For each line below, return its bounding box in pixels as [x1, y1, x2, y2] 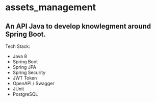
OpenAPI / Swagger [12, 81, 55, 86]
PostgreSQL [12, 91, 38, 97]
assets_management [5, 2, 96, 13]
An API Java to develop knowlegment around [5, 22, 151, 31]
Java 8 [12, 53, 27, 59]
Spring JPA [12, 64, 37, 70]
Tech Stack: [5, 43, 31, 49]
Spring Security [12, 69, 46, 75]
